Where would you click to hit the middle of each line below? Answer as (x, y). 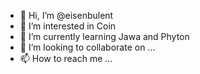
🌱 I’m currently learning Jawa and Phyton (104, 36)
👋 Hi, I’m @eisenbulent (66, 15)
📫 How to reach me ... (66, 58)
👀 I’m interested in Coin (68, 26)
